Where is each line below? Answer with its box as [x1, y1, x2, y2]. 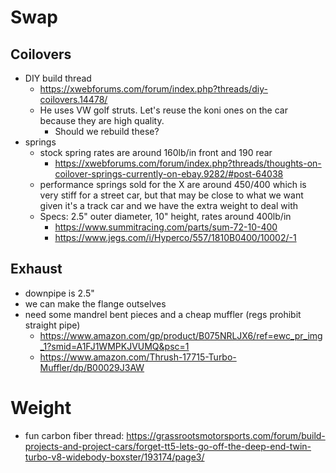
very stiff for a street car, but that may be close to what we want [39, 189, 304, 201]
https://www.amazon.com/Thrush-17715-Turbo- [39, 351, 237, 363]
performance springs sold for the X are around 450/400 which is [39, 179, 307, 190]
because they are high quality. [39, 115, 165, 126]
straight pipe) [24, 319, 81, 331]
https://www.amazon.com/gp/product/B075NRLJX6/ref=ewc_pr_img [39, 329, 323, 341]
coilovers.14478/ [39, 94, 108, 105]
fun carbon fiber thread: [24, 429, 125, 441]
